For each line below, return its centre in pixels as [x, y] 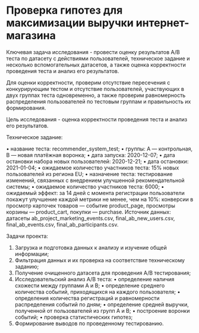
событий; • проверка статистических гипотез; [74, 317]
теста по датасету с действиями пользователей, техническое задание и [98, 58]
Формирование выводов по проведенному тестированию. [89, 323]
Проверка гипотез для [64, 10]
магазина [31, 36]
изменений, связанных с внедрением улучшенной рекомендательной [96, 180]
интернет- [162, 23]
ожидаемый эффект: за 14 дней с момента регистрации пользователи [96, 193]
